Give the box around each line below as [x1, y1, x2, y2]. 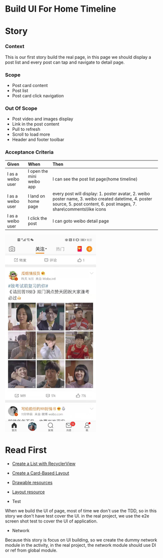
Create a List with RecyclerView [12, 461, 76, 467]
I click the [28, 216, 48, 221]
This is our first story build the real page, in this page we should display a [5, 54, 151, 60]
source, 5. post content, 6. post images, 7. [52, 201, 137, 207]
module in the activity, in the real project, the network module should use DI [5, 542, 156, 548]
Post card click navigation [12, 92, 64, 98]
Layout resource [12, 489, 45, 495]
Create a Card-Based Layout [12, 470, 69, 476]
